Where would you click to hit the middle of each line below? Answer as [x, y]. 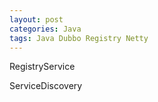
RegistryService [42, 67]
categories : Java [45, 29]
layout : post [36, 19]
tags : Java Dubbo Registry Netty [79, 38]
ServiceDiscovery [46, 86]
